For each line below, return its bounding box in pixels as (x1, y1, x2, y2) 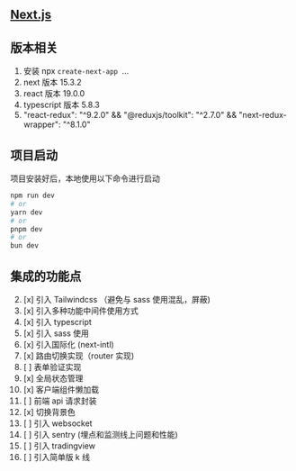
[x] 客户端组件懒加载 (22, 384, 100, 394)
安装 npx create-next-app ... (22, 66, 130, 77)
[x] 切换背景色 (22, 406, 76, 417)
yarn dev (10, 207, 43, 217)
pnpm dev (10, 224, 43, 233)
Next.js (10, 7, 52, 23)
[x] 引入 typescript (22, 316, 93, 327)
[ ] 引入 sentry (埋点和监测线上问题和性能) (22, 429, 178, 439)
